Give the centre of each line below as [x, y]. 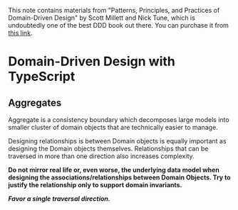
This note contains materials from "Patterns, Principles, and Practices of [114, 10]
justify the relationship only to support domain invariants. [95, 185]
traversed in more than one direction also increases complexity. [101, 156]
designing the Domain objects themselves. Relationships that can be [108, 149]
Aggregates [35, 103]
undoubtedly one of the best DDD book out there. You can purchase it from [118, 25]
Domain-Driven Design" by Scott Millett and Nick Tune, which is [102, 18]
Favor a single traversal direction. [59, 199]
